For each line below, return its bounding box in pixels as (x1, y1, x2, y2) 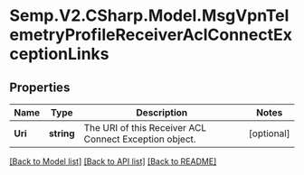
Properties (9, 79, 71, 95)
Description (136, 106, 188, 118)
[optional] (248, 127, 290, 140)
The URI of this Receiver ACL (83, 122, 207, 134)
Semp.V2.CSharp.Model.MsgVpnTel (9, 5, 290, 26)
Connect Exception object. (83, 133, 196, 145)
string (48, 127, 75, 140)
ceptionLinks (9, 44, 110, 64)
